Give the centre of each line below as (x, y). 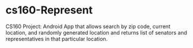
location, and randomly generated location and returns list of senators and (96, 32)
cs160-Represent (49, 10)
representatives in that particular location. (57, 39)
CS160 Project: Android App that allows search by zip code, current (88, 26)
